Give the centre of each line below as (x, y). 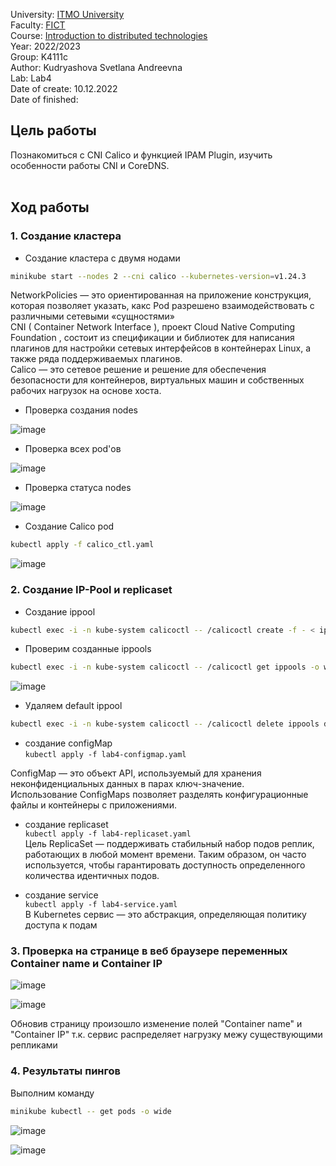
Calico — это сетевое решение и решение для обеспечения (138, 370)
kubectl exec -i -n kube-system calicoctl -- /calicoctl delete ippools (165, 724)
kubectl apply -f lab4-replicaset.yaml (108, 834)
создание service (61, 895)
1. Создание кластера (66, 236)
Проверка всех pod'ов (73, 449)
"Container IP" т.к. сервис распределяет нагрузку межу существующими (166, 1035)
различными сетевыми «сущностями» (92, 316)
